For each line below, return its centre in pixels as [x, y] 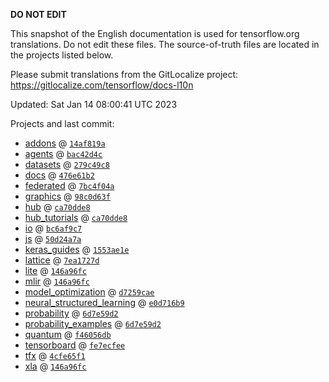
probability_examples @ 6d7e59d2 [93, 323]
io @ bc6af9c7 [53, 228]
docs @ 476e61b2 [59, 175]
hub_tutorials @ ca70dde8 [76, 217]
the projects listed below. [62, 55]
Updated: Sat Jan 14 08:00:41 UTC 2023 [94, 104]
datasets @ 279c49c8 [67, 164]
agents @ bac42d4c [63, 153]
